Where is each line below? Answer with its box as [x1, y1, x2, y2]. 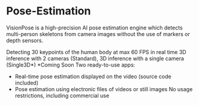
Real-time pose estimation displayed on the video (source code [14, 73, 172, 80]
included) [14, 79, 39, 86]
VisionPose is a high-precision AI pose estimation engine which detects [6, 24, 183, 31]
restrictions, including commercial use [14, 92, 110, 99]
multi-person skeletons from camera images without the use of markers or [6, 30, 190, 37]
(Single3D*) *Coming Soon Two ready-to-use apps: [6, 61, 135, 68]
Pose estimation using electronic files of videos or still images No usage [14, 85, 193, 92]
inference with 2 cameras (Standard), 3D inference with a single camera [6, 55, 185, 62]
